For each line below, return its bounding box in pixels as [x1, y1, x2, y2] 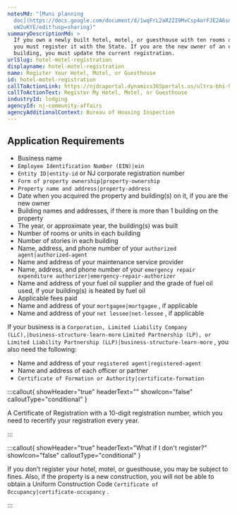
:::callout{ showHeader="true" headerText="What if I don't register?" [7, 443, 207, 452]
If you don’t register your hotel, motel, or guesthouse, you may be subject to [7, 464, 229, 473]
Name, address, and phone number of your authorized [17, 244, 177, 252]
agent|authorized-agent [17, 251, 88, 259]
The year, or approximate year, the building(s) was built [17, 221, 178, 230]
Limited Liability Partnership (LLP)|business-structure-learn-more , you [7, 337, 229, 346]
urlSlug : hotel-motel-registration [7, 57, 112, 64]
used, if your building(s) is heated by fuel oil [17, 286, 146, 295]
